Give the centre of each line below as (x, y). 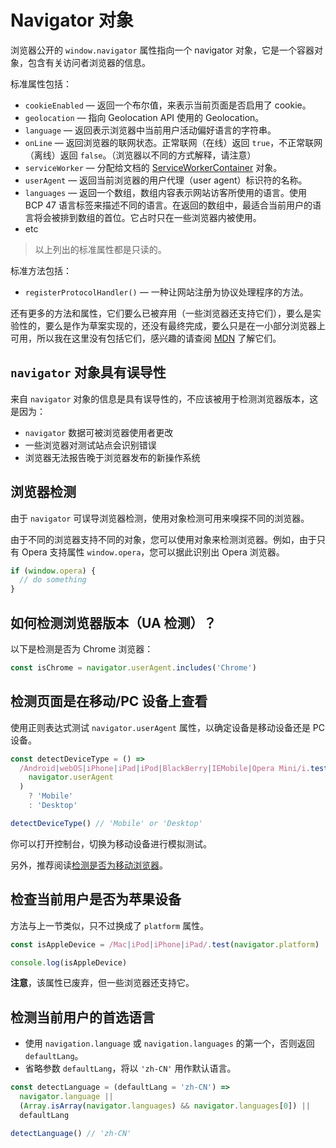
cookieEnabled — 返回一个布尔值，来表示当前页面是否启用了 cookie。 (168, 105)
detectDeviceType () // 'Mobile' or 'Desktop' (106, 823)
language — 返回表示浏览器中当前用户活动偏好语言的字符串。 (150, 130)
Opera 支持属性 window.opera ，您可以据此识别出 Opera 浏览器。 (153, 552)
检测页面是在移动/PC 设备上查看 (109, 701)
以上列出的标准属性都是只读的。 (100, 249)
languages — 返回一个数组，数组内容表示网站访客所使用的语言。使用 (166, 192)
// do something (53, 580)
